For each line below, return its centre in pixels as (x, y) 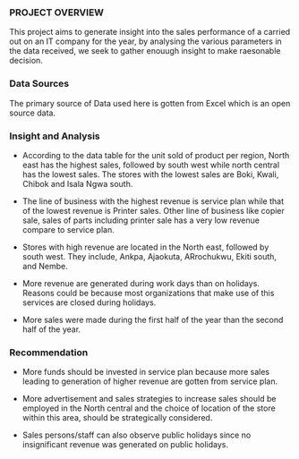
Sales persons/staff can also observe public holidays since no (137, 435)
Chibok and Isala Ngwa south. (77, 183)
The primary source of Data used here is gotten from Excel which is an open (150, 103)
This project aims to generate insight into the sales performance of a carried (150, 32)
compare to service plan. (68, 229)
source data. (33, 113)
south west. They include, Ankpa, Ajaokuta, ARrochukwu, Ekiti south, (149, 256)
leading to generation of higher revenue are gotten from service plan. (150, 381)
